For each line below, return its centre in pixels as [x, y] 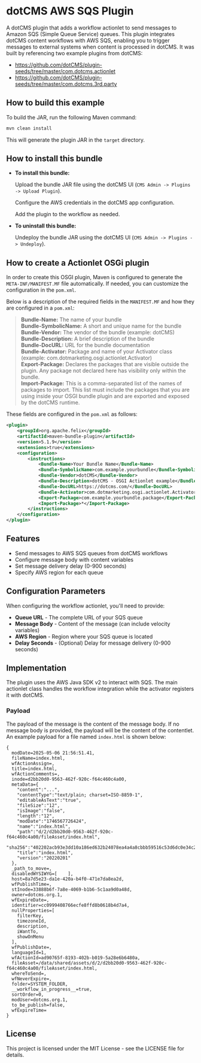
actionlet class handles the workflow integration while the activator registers [100, 689]
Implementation [36, 668]
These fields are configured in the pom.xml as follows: [72, 414]
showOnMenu [31, 937]
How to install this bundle [54, 159]
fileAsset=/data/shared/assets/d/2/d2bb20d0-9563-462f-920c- [89, 963]
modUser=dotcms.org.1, [40, 1000]
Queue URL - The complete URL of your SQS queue [79, 617]
